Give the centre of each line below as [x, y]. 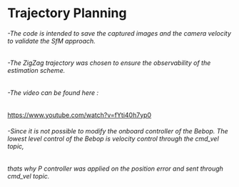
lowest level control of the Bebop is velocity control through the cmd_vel [113, 139]
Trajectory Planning [67, 13]
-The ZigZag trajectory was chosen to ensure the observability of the [109, 63]
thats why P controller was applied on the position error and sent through [115, 168]
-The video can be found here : [53, 93]
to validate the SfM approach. [52, 41]
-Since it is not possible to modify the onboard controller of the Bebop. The [118, 131]
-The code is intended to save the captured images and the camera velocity [119, 33]
